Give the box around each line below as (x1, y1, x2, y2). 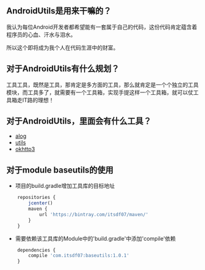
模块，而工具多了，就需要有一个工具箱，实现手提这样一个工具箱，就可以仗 (6, 88, 193, 96)
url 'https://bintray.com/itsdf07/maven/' (38, 211, 149, 217)
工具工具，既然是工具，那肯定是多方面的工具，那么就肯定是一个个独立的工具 (6, 81, 199, 88)
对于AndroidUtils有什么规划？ (6, 64, 120, 74)
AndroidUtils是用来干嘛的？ (6, 6, 112, 17)
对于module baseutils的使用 (6, 165, 114, 175)
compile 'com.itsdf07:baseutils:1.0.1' (28, 253, 130, 259)
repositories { (17, 195, 56, 201)
